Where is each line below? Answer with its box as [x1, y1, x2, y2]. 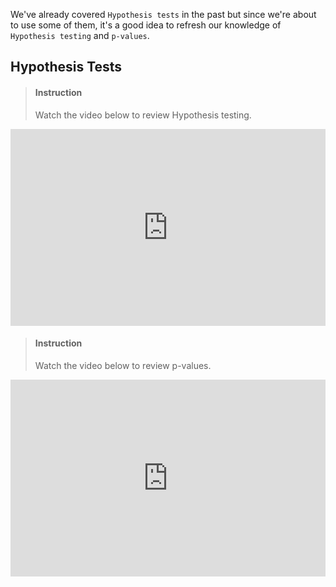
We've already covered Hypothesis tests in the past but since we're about [10, 9, 317, 20]
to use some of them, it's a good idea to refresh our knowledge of [10, 19, 282, 31]
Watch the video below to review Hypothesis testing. [34, 109, 252, 121]
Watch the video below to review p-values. [34, 359, 212, 371]
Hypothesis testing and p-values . [10, 30, 150, 41]
